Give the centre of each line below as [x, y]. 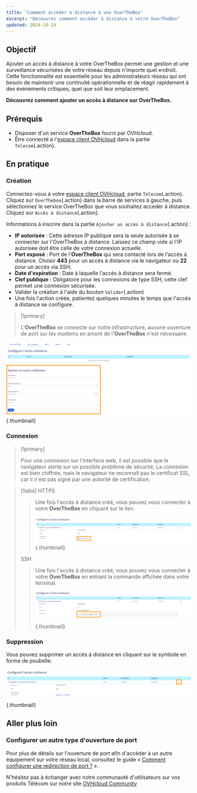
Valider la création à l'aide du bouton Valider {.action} [79, 291]
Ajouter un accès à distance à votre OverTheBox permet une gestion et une [98, 64]
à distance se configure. [44, 304]
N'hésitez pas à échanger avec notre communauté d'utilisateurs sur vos [93, 777]
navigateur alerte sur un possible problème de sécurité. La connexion [105, 467]
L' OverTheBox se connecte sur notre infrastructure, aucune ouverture [106, 327]
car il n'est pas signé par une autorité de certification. [85, 479]
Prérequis [24, 119]
